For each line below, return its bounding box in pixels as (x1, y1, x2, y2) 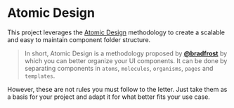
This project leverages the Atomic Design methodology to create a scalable (7, 28, 225, 36)
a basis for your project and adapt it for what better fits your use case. (7, 93, 211, 101)
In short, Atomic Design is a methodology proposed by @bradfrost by (24, 49, 228, 58)
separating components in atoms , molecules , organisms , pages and (24, 64, 214, 72)
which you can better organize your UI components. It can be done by (24, 56, 228, 65)
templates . (24, 72, 56, 80)
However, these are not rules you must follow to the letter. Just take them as (7, 85, 228, 93)
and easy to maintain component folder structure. (7, 35, 151, 43)
